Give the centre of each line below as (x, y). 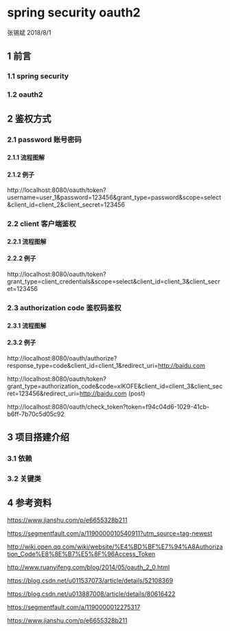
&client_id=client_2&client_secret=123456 (66, 205)
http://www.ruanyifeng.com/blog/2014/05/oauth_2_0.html (89, 567)
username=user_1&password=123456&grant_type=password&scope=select (114, 198)
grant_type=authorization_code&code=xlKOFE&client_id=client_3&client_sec (115, 386)
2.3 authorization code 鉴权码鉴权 (64, 308)
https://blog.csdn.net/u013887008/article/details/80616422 (91, 594)
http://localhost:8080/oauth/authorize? (62, 358)
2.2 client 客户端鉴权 (42, 224)
